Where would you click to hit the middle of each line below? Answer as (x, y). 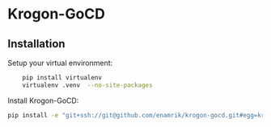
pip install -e (33, 115)
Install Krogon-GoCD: (43, 100)
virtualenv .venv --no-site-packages (87, 85)
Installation (36, 44)
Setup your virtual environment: (60, 63)
